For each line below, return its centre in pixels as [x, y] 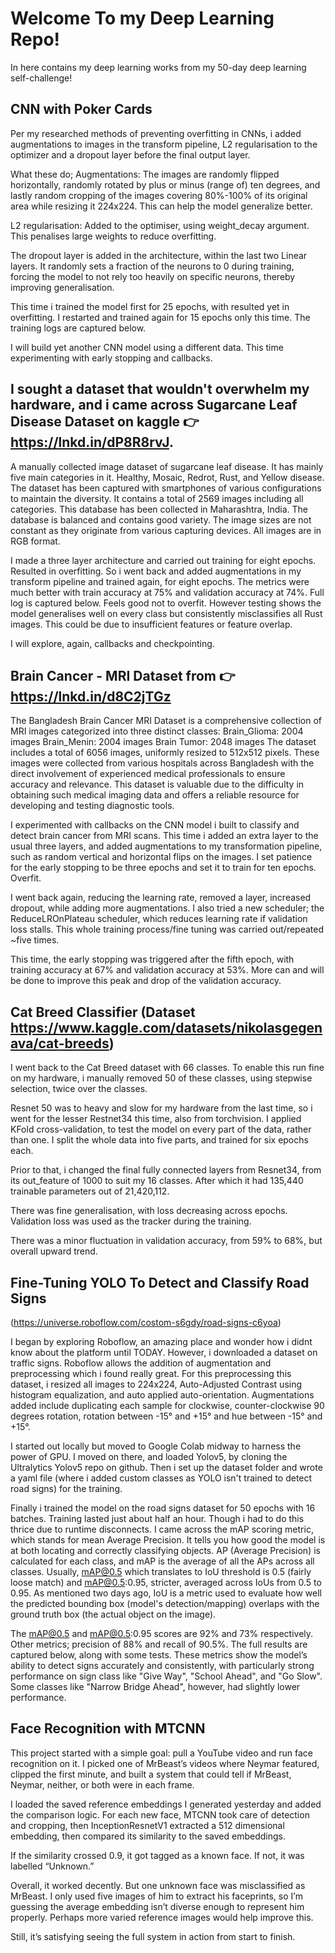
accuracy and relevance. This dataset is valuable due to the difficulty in [157, 784]
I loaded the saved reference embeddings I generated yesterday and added [166, 1804]
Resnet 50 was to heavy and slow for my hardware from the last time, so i [161, 1108]
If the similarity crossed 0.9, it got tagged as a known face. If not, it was [157, 1855]
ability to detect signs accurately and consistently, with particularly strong [162, 1665]
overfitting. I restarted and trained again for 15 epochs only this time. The [160, 317]
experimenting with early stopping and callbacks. [111, 358]
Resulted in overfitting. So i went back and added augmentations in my [156, 571]
